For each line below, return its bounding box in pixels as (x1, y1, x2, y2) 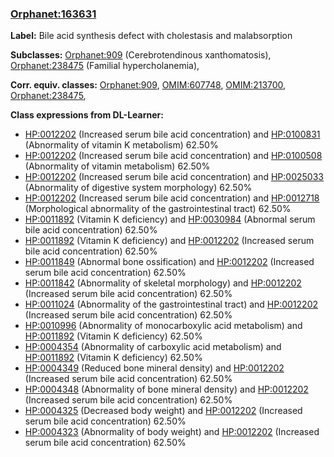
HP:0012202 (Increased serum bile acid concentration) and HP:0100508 (24, 150, 323, 162)
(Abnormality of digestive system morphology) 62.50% (24, 182, 253, 194)
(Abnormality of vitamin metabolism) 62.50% (24, 160, 211, 172)
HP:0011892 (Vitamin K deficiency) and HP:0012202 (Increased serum (24, 235, 315, 247)
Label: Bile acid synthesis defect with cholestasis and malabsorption (10, 30, 293, 42)
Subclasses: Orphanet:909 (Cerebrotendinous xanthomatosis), (10, 49, 272, 61)
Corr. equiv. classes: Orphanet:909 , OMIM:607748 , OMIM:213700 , (10, 79, 287, 91)
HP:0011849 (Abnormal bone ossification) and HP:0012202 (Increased (24, 256, 315, 268)
